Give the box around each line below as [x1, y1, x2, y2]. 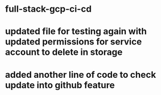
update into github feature [5, 79, 115, 91]
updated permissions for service [5, 36, 142, 47]
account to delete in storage [5, 47, 122, 58]
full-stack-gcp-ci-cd [5, 3, 92, 15]
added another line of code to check [5, 69, 157, 80]
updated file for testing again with [5, 26, 147, 37]
